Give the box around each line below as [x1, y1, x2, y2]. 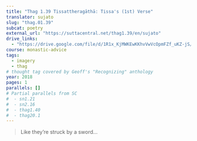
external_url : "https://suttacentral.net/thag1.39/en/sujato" [6, 31, 161, 36]
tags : [6, 52, 19, 58]
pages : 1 [6, 80, 28, 86]
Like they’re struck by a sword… [20, 129, 98, 136]
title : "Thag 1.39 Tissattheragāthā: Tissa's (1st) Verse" [6, 8, 154, 15]
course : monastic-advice [6, 47, 67, 53]
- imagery [11, 58, 35, 63]
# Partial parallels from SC [6, 90, 77, 96]
